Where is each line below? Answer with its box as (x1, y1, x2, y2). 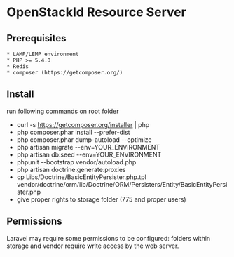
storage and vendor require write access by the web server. (6, 242, 179, 250)
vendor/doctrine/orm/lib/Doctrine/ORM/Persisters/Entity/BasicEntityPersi (16, 180, 228, 188)
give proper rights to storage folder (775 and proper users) (16, 195, 186, 204)
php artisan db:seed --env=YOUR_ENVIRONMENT (16, 150, 162, 159)
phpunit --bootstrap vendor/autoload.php (16, 157, 137, 166)
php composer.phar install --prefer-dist (16, 128, 130, 136)
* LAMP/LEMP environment (6, 51, 79, 58)
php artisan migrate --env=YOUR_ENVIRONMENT (16, 143, 160, 151)
